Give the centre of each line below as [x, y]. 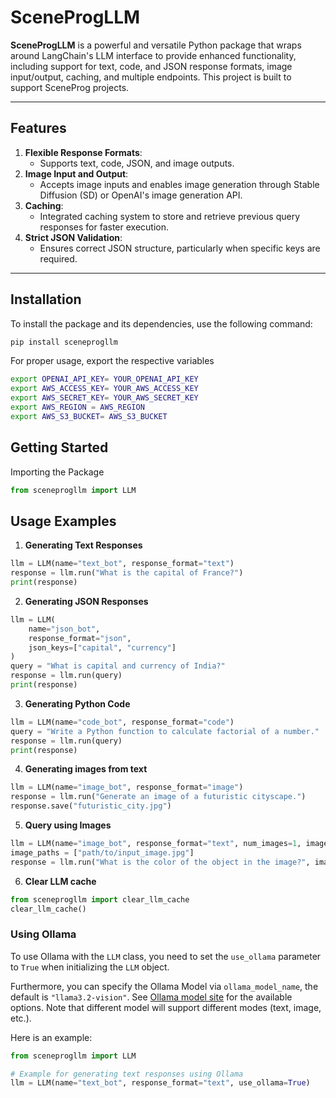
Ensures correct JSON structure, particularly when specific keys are [180, 248]
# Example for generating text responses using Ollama [127, 1074]
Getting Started [59, 447]
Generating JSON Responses [86, 601]
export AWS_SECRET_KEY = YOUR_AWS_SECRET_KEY [104, 398]
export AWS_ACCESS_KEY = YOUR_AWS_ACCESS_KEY [104, 389]
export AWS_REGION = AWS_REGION [77, 407]
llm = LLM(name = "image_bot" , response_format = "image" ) [127, 787]
